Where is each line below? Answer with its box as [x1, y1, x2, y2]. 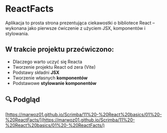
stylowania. [5, 30, 29, 36]
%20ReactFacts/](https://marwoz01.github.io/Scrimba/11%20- [5, 117, 135, 123]
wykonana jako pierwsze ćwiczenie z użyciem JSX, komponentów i [5, 25, 146, 31]
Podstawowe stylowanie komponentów [12, 80, 97, 86]
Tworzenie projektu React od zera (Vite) [12, 64, 96, 70]
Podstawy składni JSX [12, 69, 60, 75]
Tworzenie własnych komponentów [12, 74, 88, 81]
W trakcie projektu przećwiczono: [5, 45, 114, 54]
